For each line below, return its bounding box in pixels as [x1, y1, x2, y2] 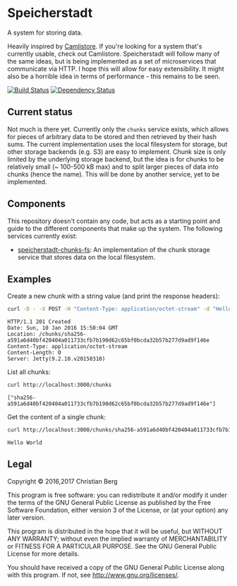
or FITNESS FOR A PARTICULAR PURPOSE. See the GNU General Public [7, 542, 217, 550]
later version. [7, 513, 46, 522]
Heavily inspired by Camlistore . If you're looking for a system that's [7, 42, 202, 50]
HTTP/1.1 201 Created [7, 318, 71, 325]
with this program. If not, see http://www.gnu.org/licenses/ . [7, 570, 180, 579]
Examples [7, 273, 51, 285]
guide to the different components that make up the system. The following [7, 224, 223, 232]
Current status [7, 106, 73, 118]
